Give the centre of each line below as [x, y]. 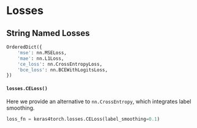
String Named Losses [48, 33]
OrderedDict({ [24, 47]
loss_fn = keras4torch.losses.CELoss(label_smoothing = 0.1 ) [83, 119]
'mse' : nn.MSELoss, [42, 52]
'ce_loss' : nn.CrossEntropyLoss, [60, 64]
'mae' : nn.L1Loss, [41, 59]
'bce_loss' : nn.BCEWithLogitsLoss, [63, 70]
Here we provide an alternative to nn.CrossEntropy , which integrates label [99, 102]
